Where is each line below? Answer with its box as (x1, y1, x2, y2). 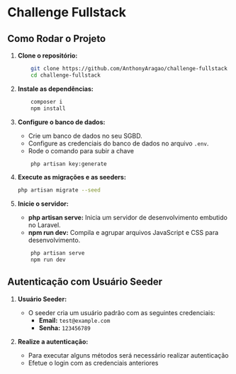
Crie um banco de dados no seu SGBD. (28, 131, 143, 140)
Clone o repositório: (17, 51, 78, 60)
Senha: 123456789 (38, 324, 91, 332)
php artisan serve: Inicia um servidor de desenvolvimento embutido (28, 214, 228, 222)
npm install (30, 104, 66, 112)
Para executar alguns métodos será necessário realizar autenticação (28, 351, 229, 359)
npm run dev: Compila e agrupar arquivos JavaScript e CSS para (28, 229, 219, 237)
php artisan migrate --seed (17, 187, 101, 194)
